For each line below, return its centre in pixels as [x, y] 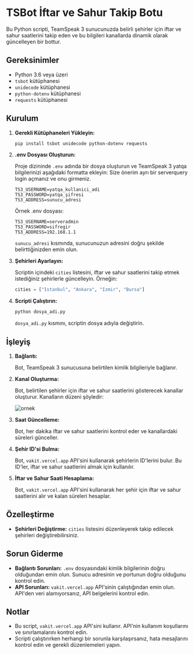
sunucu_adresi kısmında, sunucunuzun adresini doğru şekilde [89, 243]
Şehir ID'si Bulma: [37, 449]
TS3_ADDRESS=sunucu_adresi [48, 200]
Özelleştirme [30, 514]
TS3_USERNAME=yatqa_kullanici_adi [57, 190]
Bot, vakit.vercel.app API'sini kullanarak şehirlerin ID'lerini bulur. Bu [98, 460]
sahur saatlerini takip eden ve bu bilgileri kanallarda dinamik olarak [87, 35]
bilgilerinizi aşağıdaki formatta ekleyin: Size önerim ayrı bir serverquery [101, 172]
